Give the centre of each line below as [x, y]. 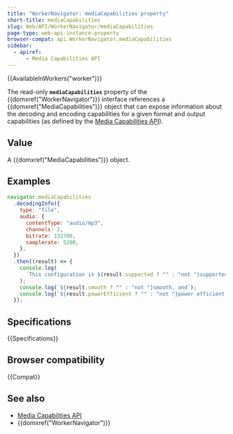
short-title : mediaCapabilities [54, 20]
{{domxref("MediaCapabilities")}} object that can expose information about [114, 106]
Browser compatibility [56, 360]
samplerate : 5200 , [52, 242]
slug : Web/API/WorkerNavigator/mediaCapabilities [80, 26]
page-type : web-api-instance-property [63, 33]
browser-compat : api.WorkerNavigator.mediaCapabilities [89, 39]
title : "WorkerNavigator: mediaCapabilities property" [88, 13]
